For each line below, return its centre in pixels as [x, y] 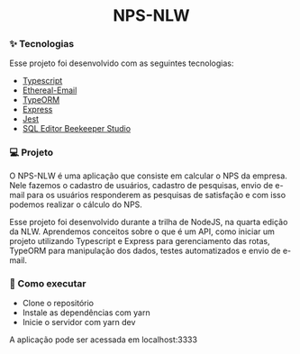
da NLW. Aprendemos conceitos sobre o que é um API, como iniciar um [142, 231]
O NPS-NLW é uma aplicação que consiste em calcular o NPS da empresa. [149, 176]
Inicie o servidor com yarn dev [79, 322]
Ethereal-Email [50, 90]
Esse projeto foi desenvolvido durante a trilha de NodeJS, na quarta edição [149, 222]
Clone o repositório [58, 304]
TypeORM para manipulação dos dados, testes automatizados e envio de [145, 250]
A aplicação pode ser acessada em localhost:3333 [104, 340]
